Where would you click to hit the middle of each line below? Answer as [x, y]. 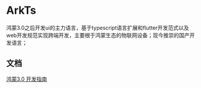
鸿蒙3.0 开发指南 [27, 79]
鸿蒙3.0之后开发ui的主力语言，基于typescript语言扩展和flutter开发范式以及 [98, 28]
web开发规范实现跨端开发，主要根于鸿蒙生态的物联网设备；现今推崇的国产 [98, 35]
